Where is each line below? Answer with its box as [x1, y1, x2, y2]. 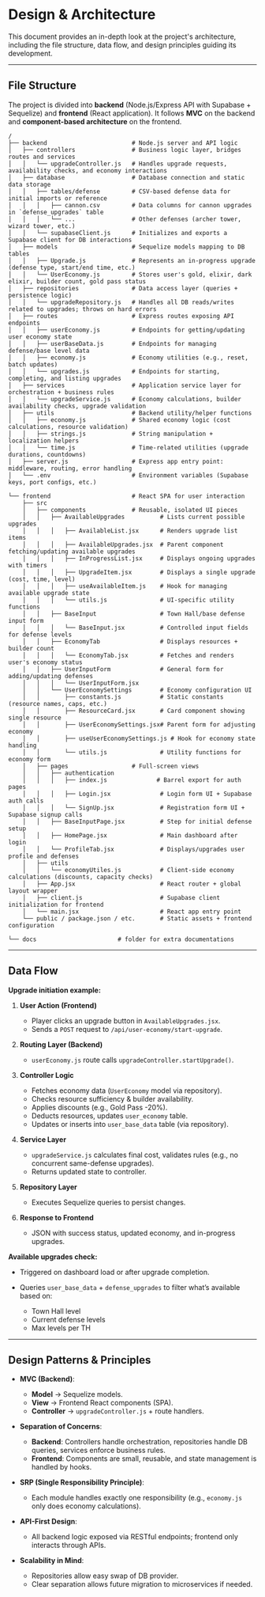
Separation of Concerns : [19, 1422, 103, 1432]
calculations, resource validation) [8, 423, 129, 431]
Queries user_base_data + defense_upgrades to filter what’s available [19, 1282, 241, 1292]
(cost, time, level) [8, 575, 77, 583]
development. [8, 48, 53, 58]
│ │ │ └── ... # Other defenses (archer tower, [8, 215, 242, 223]
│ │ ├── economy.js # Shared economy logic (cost [8, 415, 231, 424]
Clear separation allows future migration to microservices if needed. [31, 1580, 253, 1589]
